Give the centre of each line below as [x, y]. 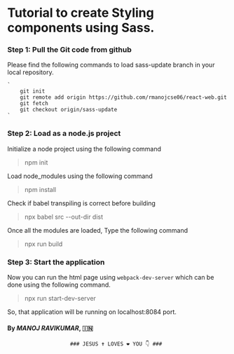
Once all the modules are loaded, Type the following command [98, 230]
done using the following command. [59, 285]
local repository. [30, 72]
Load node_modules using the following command [80, 176]
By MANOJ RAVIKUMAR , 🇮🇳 [50, 328]
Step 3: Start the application [56, 262]
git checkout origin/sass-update [69, 110]
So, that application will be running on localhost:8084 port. [92, 312]
